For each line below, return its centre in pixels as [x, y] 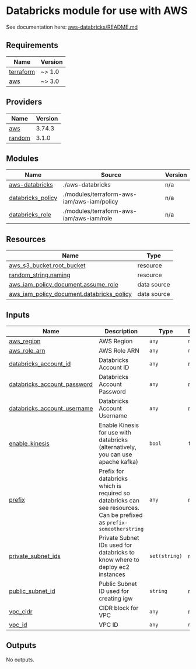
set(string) [166, 556]
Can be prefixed [121, 515]
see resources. [119, 508]
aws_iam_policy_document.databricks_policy [71, 294]
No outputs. [20, 660]
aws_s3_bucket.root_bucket [47, 265]
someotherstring [121, 529]
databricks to [117, 552]
